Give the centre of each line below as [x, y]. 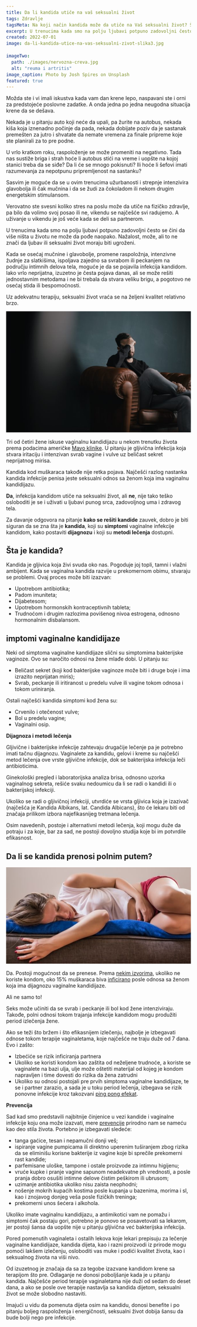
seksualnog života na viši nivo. [43, 1258]
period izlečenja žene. [33, 1021]
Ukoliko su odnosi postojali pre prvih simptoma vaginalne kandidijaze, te [102, 1081]
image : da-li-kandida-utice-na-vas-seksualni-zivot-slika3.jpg [85, 44]
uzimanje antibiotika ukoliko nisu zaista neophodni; [76, 1185]
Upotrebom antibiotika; [42, 589]
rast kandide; [30, 1159]
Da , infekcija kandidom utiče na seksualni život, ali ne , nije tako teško [89, 496]
